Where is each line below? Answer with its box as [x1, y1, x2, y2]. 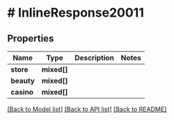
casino [10, 87, 33, 96]
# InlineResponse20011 [7, 5, 144, 21]
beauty [10, 76, 35, 85]
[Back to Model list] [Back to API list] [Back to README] [7, 105, 167, 113]
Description [74, 53, 115, 62]
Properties [7, 33, 54, 44]
